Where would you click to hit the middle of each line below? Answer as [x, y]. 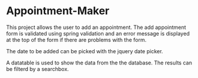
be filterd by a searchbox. [38, 69]
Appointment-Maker [58, 11]
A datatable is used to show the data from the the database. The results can [99, 63]
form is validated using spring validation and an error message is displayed [98, 33]
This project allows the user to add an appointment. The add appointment [96, 27]
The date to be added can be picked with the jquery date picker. [85, 51]
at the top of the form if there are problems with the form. [76, 40]
